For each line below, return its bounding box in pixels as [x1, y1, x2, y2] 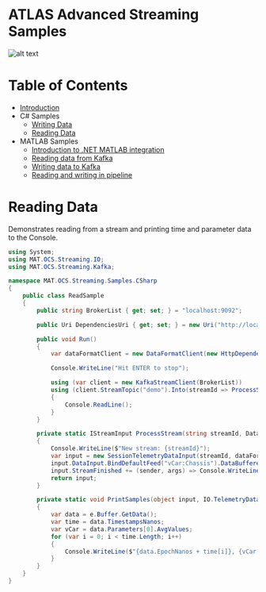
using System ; [8, 248, 55, 256]
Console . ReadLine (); [64, 401, 133, 409]
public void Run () [36, 335, 97, 343]
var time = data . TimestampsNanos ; [50, 518, 165, 526]
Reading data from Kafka [31, 153, 113, 163]
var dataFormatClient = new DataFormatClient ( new [50, 350, 218, 358]
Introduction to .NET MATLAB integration [31, 144, 165, 154]
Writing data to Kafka [31, 161, 101, 171]
